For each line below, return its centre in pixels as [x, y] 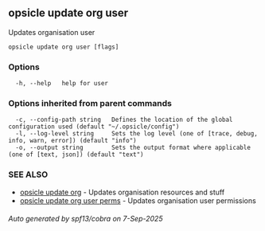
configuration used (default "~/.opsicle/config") [94, 127]
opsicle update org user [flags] [64, 47]
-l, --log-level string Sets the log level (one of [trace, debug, [137, 134]
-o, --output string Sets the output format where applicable [133, 148]
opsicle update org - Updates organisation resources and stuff [122, 192]
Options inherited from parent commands [90, 104]
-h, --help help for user [62, 84]
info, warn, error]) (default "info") [72, 141]
